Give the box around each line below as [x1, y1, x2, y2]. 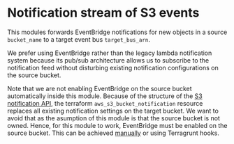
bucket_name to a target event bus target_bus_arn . [7, 35, 150, 43]
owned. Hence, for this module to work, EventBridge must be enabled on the [7, 121, 228, 129]
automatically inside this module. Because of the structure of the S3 [7, 92, 203, 100]
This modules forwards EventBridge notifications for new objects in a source [7, 28, 228, 36]
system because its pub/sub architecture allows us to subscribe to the [7, 56, 210, 64]
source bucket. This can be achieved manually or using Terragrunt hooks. [7, 129, 220, 137]
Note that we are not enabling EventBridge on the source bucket [7, 84, 192, 93]
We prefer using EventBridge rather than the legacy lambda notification [7, 49, 212, 57]
